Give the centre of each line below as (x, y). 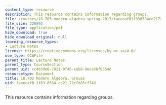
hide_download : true (26, 33)
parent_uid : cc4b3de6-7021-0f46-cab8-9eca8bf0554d (58, 70)
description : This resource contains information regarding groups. (77, 14)
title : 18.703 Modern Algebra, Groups (45, 78)
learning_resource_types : (32, 42)
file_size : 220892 (24, 23)
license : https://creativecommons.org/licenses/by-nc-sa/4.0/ (70, 51)
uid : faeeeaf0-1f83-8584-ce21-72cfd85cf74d (51, 83)
